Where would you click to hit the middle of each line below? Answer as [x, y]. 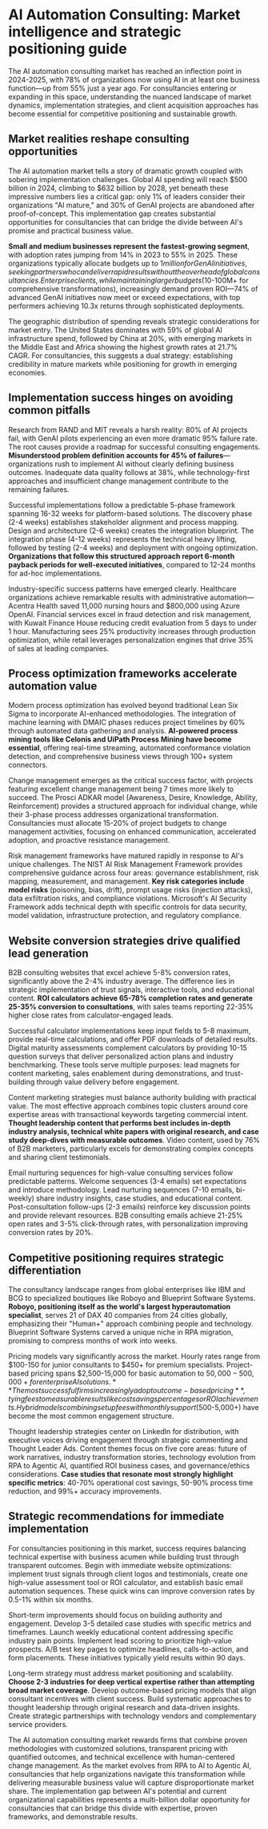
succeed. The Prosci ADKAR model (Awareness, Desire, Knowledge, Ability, [133, 798]
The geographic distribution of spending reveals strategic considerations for [134, 321]
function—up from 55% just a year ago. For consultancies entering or [123, 88]
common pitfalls [49, 411]
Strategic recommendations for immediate [116, 1516]
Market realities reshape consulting [99, 139]
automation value [53, 686]
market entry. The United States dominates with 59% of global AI [115, 330]
